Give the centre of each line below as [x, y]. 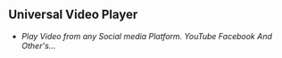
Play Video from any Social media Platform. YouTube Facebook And [147, 36]
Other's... [38, 46]
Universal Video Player [73, 15]
